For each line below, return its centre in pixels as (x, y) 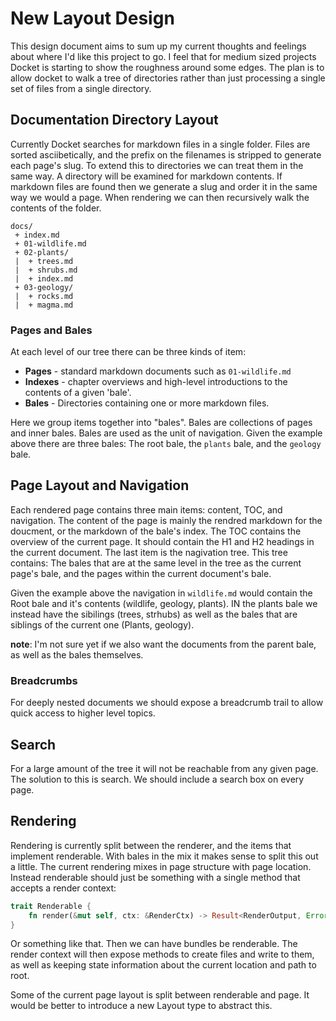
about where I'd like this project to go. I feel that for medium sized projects (163, 56)
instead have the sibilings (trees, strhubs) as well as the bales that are (154, 614)
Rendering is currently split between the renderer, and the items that (151, 845)
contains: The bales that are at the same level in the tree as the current (156, 563)
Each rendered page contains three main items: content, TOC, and (146, 509)
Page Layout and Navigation (100, 485)
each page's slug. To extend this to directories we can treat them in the (157, 165)
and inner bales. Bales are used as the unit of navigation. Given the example (166, 433)
